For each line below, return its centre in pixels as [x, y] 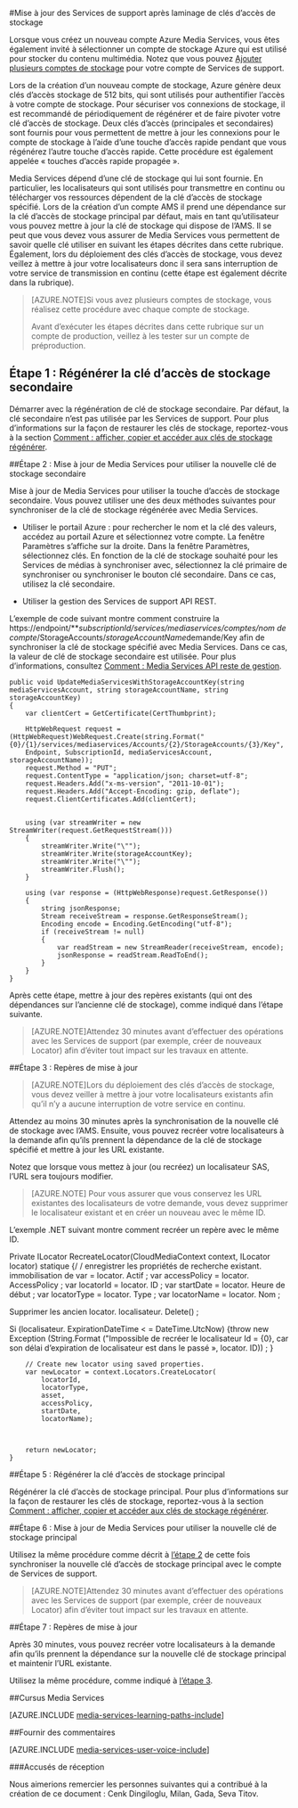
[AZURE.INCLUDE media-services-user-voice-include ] [109, 1749]
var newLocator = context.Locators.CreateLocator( [121, 1372]
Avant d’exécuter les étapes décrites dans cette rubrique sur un [147, 326]
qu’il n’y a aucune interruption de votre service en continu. [138, 1104]
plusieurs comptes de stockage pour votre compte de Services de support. [147, 68]
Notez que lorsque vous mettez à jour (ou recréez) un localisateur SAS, [139, 1166]
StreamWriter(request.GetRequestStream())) [91, 830]
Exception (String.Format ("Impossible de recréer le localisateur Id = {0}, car [149, 1338]
